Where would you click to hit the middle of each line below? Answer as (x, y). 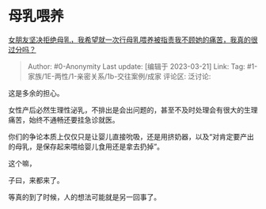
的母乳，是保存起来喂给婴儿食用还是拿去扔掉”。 (86, 146)
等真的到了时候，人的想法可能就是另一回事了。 (84, 197)
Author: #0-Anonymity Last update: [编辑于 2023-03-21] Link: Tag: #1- (142, 66)
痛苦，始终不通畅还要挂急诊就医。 (64, 120)
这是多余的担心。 (36, 93)
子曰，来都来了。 (36, 180)
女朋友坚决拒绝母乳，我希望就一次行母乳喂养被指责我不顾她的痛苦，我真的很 (133, 40)
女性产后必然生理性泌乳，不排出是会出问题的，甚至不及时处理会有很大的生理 (133, 110)
